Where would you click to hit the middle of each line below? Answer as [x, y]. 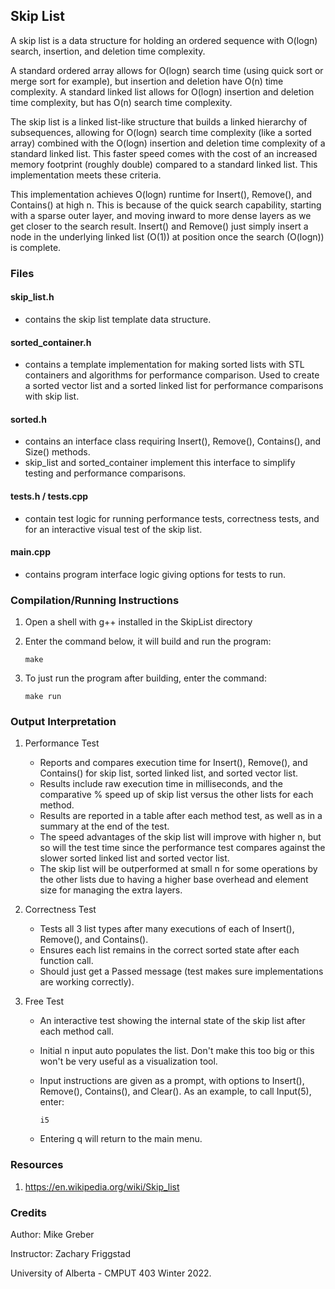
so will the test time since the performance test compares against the [182, 848]
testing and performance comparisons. [105, 473]
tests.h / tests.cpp [49, 496]
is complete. [36, 247]
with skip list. [52, 396]
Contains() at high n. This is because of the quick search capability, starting [166, 205]
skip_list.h [32, 297]
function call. [66, 961]
